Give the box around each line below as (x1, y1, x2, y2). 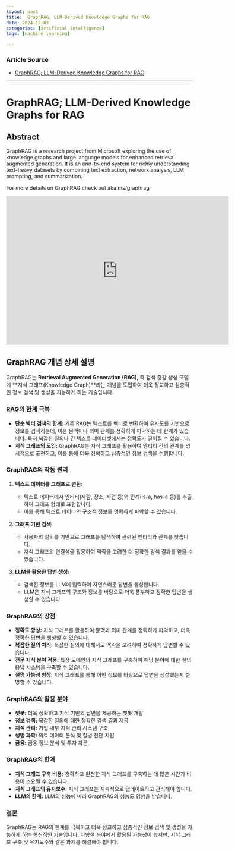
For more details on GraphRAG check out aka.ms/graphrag (6, 184, 150, 191)
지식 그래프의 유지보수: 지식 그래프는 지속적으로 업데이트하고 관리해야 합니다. (14, 785, 192, 792)
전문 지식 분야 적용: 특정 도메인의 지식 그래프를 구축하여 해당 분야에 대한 (14, 657, 181, 664)
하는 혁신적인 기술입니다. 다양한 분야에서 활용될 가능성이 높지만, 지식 (21, 831, 180, 839)
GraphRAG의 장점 (6, 612, 56, 620)
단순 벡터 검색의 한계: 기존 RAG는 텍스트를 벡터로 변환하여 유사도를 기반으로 (14, 420, 190, 427)
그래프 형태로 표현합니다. (34, 500, 92, 507)
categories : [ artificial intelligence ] (6, 25, 105, 32)
